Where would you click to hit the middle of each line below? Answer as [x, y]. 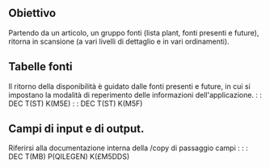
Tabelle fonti [40, 67]
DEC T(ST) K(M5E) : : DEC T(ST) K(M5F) [76, 103]
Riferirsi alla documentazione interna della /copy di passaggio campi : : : [128, 148]
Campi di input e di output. [76, 129]
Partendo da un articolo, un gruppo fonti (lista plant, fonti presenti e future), [134, 32]
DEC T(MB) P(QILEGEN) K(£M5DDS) [69, 157]
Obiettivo [32, 13]
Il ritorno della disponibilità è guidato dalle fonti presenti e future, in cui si [129, 86]
